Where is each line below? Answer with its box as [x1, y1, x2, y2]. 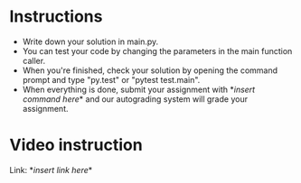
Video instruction [9, 135, 143, 155]
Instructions [9, 6, 103, 27]
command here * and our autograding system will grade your [22, 93, 249, 105]
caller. [22, 55, 46, 66]
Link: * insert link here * [9, 164, 93, 175]
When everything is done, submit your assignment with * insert [22, 84, 256, 95]
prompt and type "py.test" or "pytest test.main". [22, 74, 201, 85]
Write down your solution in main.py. [22, 36, 159, 47]
